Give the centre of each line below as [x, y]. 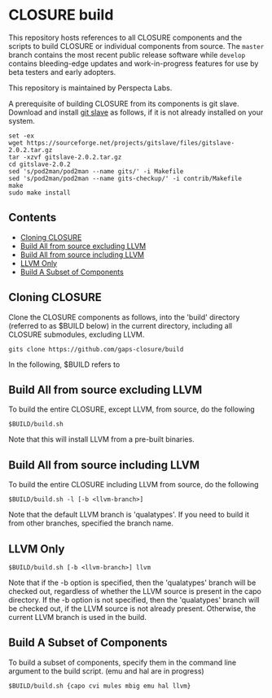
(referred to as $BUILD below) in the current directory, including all [121, 325]
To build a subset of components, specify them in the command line [123, 662]
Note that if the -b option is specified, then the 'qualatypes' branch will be [132, 582]
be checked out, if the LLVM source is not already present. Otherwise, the [132, 609]
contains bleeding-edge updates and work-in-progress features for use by [134, 63]
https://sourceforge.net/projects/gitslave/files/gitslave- [130, 143]
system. [22, 120]
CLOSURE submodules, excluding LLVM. [77, 334]
